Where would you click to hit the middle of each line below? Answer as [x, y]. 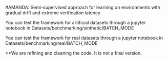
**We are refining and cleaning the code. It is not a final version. [73, 53]
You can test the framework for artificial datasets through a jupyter [76, 23]
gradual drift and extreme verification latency [53, 13]
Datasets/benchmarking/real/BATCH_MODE [52, 43]
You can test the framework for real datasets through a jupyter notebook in [84, 38]
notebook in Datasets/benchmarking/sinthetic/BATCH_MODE [70, 28]
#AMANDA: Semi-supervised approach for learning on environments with [83, 7]
